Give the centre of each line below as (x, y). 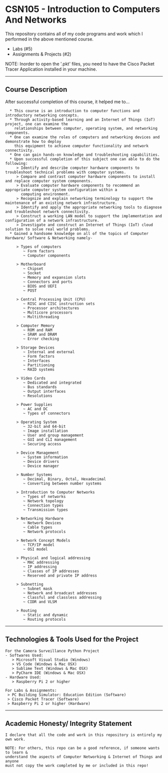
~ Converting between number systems (62, 483)
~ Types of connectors (47, 413)
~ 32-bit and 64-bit (44, 426)
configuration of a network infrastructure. (52, 220)
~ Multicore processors (48, 312)
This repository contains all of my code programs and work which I (74, 34)
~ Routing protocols (44, 619)
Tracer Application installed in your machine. (51, 69)
